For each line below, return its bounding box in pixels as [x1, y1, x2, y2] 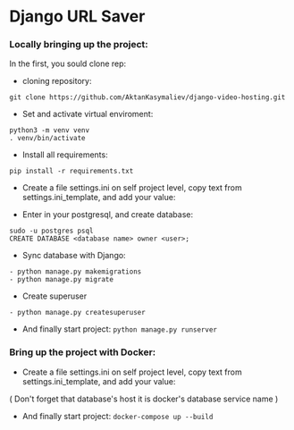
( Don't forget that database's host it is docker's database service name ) [9, 393, 279, 404]
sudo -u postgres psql [9, 226, 94, 236]
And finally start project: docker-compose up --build [21, 410, 214, 421]
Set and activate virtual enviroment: [21, 109, 154, 120]
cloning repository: [21, 76, 92, 87]
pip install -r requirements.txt [9, 167, 134, 176]
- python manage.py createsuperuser [9, 308, 146, 317]
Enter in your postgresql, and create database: [21, 209, 194, 220]
